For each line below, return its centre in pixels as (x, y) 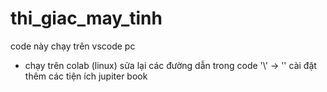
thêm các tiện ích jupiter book (86, 76)
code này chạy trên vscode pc (73, 46)
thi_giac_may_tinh (86, 18)
